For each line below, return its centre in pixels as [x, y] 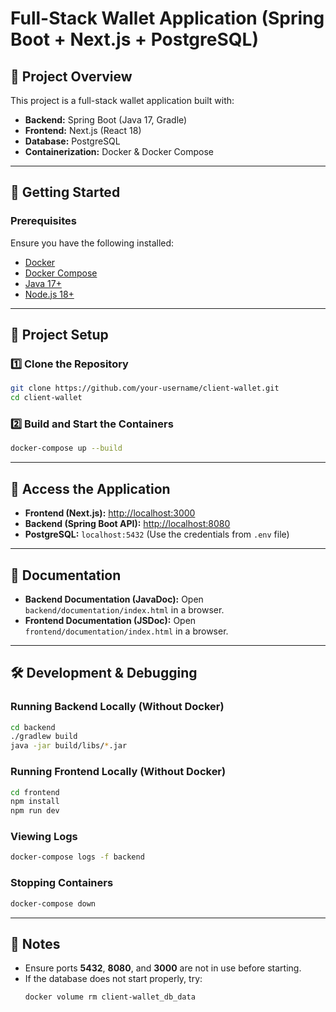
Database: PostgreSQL [72, 141]
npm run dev [35, 811]
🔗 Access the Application [90, 488]
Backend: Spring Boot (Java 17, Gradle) [106, 120]
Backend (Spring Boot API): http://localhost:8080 [127, 524]
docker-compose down [53, 903]
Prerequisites [43, 221]
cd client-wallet [46, 398]
